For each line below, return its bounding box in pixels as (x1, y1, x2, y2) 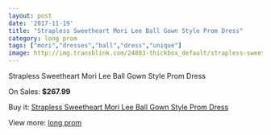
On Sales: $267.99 (8, 87, 71, 96)
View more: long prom (8, 118, 82, 127)
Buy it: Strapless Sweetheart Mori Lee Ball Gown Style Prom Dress (8, 102, 229, 112)
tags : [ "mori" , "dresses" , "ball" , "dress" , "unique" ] (8, 42, 182, 50)
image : (8, 49, 31, 57)
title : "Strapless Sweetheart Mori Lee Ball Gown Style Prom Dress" (8, 27, 244, 35)
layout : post (8, 11, 52, 20)
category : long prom (8, 34, 78, 43)
